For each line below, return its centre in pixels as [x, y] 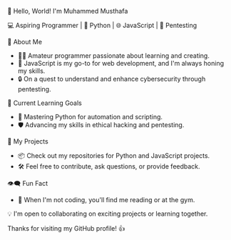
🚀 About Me [25, 42]
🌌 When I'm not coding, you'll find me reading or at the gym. [106, 200]
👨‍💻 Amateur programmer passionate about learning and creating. [114, 56]
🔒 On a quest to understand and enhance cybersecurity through [112, 79]
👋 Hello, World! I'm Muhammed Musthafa [68, 11]
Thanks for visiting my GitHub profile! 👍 [66, 228]
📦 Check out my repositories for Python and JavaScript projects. [114, 156]
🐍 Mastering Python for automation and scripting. [90, 117]
